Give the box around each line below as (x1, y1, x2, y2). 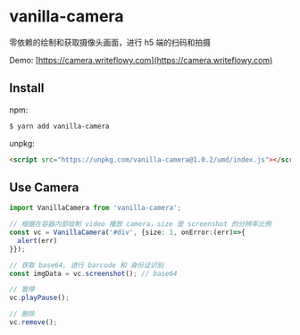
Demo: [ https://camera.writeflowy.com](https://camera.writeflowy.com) (9, 54, 273, 65)
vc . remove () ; (9, 318, 58, 327)
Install (9, 80, 45, 96)
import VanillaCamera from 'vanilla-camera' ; (9, 204, 181, 213)
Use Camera (9, 180, 79, 195)
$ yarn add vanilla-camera (9, 121, 110, 130)
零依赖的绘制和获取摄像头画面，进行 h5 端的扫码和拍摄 (9, 37, 212, 47)
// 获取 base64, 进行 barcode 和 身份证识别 (9, 261, 164, 270)
